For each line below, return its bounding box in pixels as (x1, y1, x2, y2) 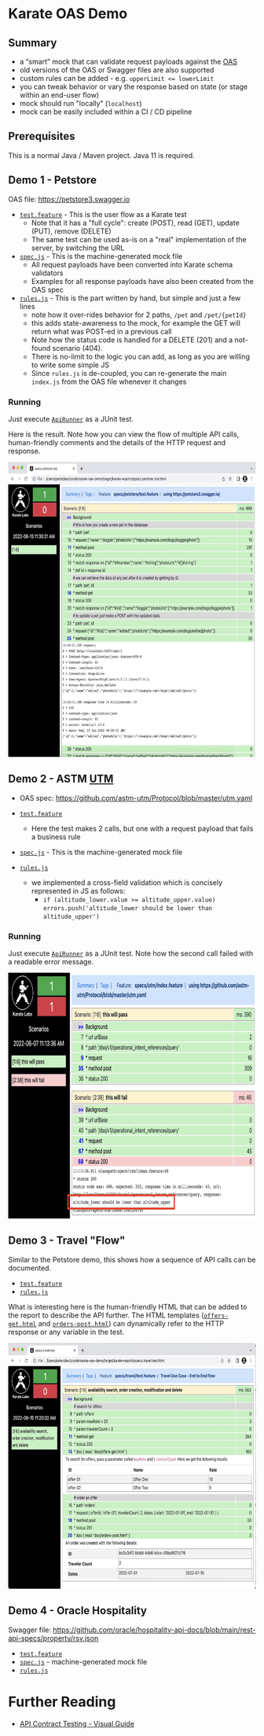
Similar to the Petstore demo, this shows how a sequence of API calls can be (8, 1255, 256, 1264)
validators (31, 268, 64, 278)
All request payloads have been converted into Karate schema (31, 260, 233, 269)
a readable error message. (8, 957, 94, 967)
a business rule (31, 831, 81, 842)
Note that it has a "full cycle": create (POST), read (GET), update (31, 218, 240, 227)
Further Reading (8, 1693, 116, 1711)
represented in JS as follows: (31, 886, 126, 895)
